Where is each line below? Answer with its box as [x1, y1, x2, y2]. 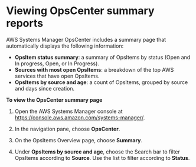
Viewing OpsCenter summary [6, 4, 155, 18]
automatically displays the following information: [6, 42, 124, 49]
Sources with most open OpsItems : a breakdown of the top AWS [14, 66, 174, 73]
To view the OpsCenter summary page [6, 96, 103, 103]
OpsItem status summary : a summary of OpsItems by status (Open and [14, 54, 191, 61]
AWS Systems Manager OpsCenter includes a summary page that [6, 36, 166, 43]
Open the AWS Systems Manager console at [14, 108, 123, 115]
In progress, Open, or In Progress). [14, 60, 99, 67]
